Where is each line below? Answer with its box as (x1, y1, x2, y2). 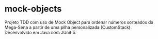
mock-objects (4, 3, 62, 14)
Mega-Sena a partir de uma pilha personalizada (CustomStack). (4, 24, 132, 30)
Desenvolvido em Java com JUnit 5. (4, 29, 77, 35)
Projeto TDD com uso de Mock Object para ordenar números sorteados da (4, 19, 154, 25)
